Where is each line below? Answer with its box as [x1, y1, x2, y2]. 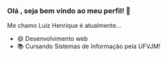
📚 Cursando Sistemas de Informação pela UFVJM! [16, 42, 161, 50]
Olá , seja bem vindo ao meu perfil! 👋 [7, 6, 131, 16]
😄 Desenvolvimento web [16, 35, 88, 43]
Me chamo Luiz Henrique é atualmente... [7, 22, 122, 30]
